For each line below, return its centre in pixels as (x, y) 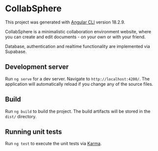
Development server (37, 67)
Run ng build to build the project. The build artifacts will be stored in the (78, 111)
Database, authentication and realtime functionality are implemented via (78, 46)
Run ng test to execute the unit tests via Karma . (53, 144)
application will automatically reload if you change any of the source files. (79, 84)
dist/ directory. (21, 116)
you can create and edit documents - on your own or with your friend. (75, 37)
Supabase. (16, 51)
